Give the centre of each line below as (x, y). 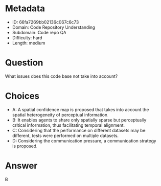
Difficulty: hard (27, 38)
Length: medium (29, 43)
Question (24, 63)
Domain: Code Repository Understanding (54, 27)
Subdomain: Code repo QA (39, 32)
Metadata (25, 9)
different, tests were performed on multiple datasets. (65, 136)
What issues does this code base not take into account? (61, 76)
